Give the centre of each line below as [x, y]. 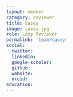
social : [16, 46]
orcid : [20, 79]
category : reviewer [31, 17]
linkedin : [24, 57]
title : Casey [22, 23]
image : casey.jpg [28, 29]
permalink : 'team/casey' [37, 40]
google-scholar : [32, 62]
